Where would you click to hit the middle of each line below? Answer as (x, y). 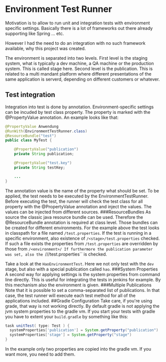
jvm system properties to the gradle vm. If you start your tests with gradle (80, 311)
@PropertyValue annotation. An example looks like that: (62, 117)
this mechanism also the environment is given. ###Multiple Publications (79, 285)
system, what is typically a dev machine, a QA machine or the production (80, 63)
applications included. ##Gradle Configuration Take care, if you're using (79, 301)
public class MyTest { (28, 140)
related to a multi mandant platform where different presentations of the (78, 74)
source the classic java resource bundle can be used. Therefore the (74, 217)
